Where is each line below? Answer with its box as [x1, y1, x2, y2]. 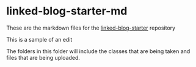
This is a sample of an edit [6, 36, 73, 43]
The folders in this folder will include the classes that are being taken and [6, 47, 191, 55]
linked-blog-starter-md [6, 4, 128, 18]
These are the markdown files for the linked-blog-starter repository [6, 24, 176, 31]
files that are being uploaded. [6, 54, 81, 61]
